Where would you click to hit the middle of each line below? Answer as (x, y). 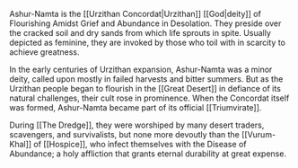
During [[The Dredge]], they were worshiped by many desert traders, (137, 125)
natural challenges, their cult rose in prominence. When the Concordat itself (149, 98)
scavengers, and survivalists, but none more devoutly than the (125, 134)
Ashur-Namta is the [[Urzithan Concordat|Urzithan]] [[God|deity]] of (136, 14)
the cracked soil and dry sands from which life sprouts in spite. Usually (140, 33)
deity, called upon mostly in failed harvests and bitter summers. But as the (146, 79)
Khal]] (21, 144)
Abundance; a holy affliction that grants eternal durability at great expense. (148, 154)
